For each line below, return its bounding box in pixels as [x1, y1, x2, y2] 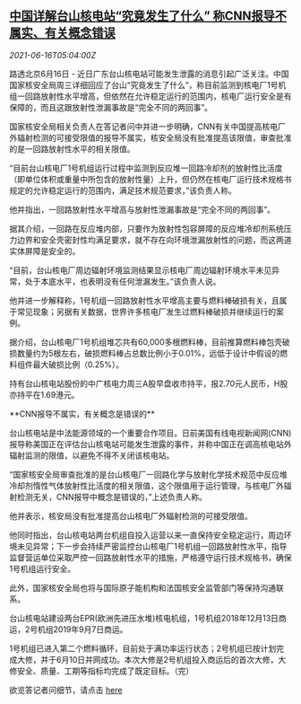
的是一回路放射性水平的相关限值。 [9, 143, 135, 154]
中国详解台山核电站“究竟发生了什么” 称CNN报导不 [9, 8, 288, 24]
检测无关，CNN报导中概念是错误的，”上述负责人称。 [16, 491, 208, 502]
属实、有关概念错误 [9, 25, 116, 40]
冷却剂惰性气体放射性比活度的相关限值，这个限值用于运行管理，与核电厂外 [9, 480, 284, 491]
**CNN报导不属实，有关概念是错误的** [9, 408, 155, 419]
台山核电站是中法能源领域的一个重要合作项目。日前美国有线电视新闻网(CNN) [9, 427, 292, 438]
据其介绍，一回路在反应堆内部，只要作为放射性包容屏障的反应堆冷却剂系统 [9, 223, 284, 233]
